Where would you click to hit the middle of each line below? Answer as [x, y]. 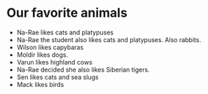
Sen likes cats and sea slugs [57, 77]
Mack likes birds [40, 84]
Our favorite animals [67, 13]
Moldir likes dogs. [42, 55]
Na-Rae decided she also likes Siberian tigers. [83, 69]
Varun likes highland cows [54, 62]
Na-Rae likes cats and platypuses [65, 32]
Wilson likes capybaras [50, 47]
